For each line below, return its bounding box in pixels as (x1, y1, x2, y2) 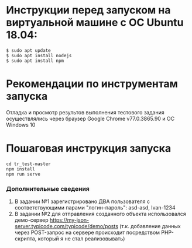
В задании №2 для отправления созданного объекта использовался (14, 211, 186, 218)
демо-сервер (14, 216, 49, 223)
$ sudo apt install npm (6, 58, 64, 64)
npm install (6, 166, 35, 172)
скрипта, (14, 235, 37, 242)
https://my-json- (49, 216, 90, 223)
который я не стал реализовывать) (37, 235, 125, 242)
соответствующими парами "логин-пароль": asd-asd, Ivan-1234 (14, 204, 176, 211)
